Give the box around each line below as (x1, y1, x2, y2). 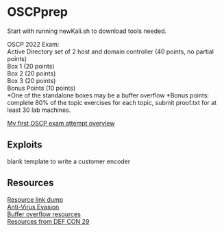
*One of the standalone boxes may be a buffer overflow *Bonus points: (7, 91, 210, 100)
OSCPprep (7, 4, 69, 20)
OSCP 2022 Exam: (7, 40, 60, 48)
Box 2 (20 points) (7, 69, 56, 78)
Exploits (7, 139, 42, 151)
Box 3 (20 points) (7, 76, 56, 84)
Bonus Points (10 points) (7, 84, 76, 92)
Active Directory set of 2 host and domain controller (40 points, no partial (7, 47, 214, 56)
